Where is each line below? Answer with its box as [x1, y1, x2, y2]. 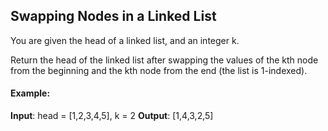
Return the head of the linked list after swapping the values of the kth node [10, 54, 319, 66]
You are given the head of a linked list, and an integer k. [10, 34, 240, 46]
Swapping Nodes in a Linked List [10, 8, 217, 25]
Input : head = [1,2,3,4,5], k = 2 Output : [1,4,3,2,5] [10, 110, 214, 122]
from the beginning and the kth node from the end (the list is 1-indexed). [10, 64, 308, 76]
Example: [10, 87, 51, 99]
